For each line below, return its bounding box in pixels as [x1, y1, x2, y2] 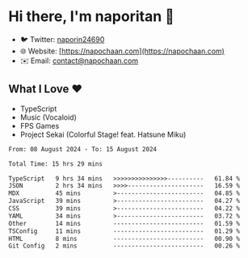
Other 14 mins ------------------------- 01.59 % [8, 219, 241, 227]
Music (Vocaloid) [19, 112, 77, 122]
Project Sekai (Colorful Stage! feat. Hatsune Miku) [19, 129, 187, 139]
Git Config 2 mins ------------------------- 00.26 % [8, 242, 241, 250]
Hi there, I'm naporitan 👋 [8, 7, 175, 26]
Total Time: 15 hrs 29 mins [8, 159, 103, 168]
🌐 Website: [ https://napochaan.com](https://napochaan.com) [19, 46, 225, 56]
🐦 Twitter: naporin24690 [19, 34, 105, 44]
